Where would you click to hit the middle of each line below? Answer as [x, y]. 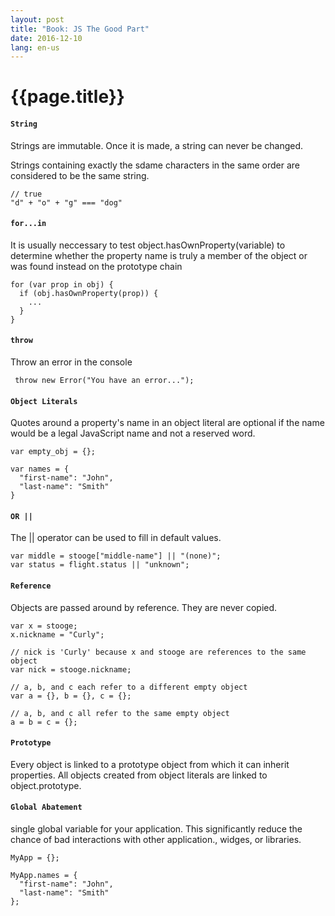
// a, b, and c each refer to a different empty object [129, 687]
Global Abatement [46, 807]
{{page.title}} [67, 97]
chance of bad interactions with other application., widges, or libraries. [156, 840]
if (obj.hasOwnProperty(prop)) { [89, 293]
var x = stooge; [44, 626]
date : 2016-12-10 [46, 38]
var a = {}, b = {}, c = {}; [71, 696]
